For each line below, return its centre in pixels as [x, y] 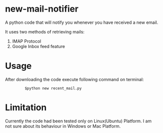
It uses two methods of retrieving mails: [45, 32]
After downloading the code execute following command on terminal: [74, 79]
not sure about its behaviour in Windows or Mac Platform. [63, 126]
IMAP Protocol [27, 41]
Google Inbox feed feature [38, 46]
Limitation [26, 108]
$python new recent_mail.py [53, 88]
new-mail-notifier [42, 9]
